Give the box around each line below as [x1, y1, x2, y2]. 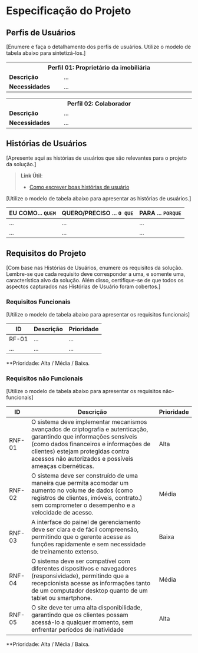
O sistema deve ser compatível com [31, 557, 131, 565]
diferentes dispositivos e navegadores [31, 565, 137, 573]
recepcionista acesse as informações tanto [31, 579, 151, 588]
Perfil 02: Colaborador [67, 100, 131, 107]
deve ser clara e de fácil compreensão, [31, 526, 139, 534]
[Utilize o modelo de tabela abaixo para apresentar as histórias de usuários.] [6, 194, 192, 202]
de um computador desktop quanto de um [31, 586, 148, 595]
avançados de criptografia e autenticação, [31, 426, 148, 434]
